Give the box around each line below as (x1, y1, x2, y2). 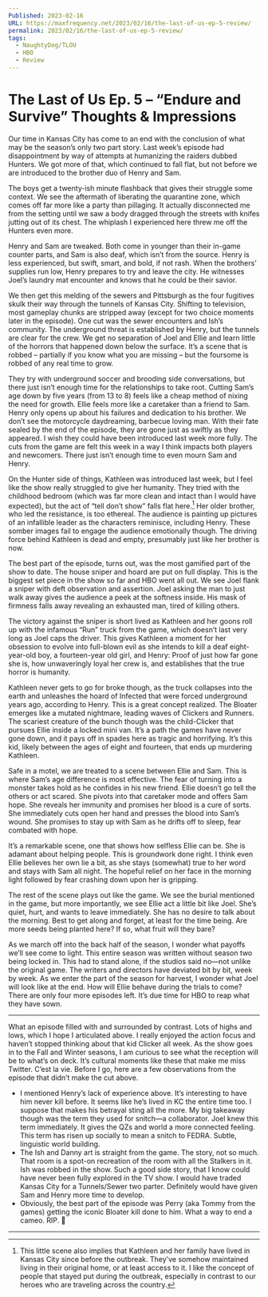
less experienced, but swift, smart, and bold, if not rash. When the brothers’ (8, 258, 257, 267)
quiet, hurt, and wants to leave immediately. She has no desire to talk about (8, 908, 255, 917)
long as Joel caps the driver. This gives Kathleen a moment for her (8, 634, 227, 643)
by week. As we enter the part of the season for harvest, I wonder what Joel (8, 974, 258, 983)
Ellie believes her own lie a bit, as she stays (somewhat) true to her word (8, 858, 246, 868)
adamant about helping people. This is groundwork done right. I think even (8, 849, 254, 859)
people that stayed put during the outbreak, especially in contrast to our (19, 1271, 257, 1281)
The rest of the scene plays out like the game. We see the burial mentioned (8, 891, 255, 900)
